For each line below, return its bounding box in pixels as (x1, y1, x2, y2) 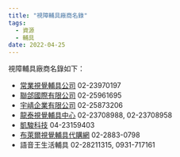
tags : (8, 19, 26, 27)
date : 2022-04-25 (8, 41, 66, 49)
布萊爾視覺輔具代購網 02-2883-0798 (19, 130, 140, 140)
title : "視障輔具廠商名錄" (8, 11, 88, 20)
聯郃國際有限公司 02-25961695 (19, 90, 122, 100)
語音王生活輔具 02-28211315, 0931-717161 (19, 140, 156, 150)
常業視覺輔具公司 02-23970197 (19, 81, 121, 90)
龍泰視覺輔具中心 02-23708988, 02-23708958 (19, 110, 173, 120)
